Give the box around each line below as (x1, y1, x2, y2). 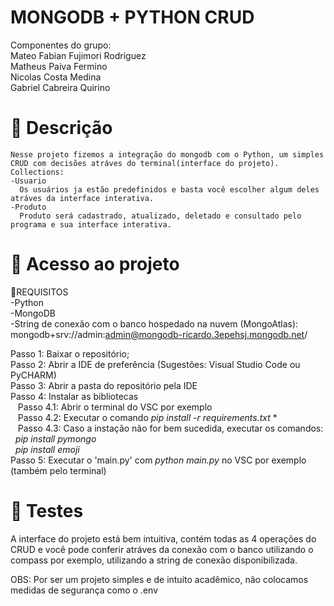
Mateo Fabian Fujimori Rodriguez (10, 49, 147, 61)
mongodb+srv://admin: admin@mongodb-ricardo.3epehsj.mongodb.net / (10, 328, 308, 340)
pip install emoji (14, 443, 80, 455)
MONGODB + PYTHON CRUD (10, 6, 255, 29)
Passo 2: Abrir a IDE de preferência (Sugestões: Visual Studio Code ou (10, 358, 301, 370)
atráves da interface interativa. (10, 193, 155, 203)
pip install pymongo (14, 432, 97, 445)
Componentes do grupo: (10, 39, 112, 51)
